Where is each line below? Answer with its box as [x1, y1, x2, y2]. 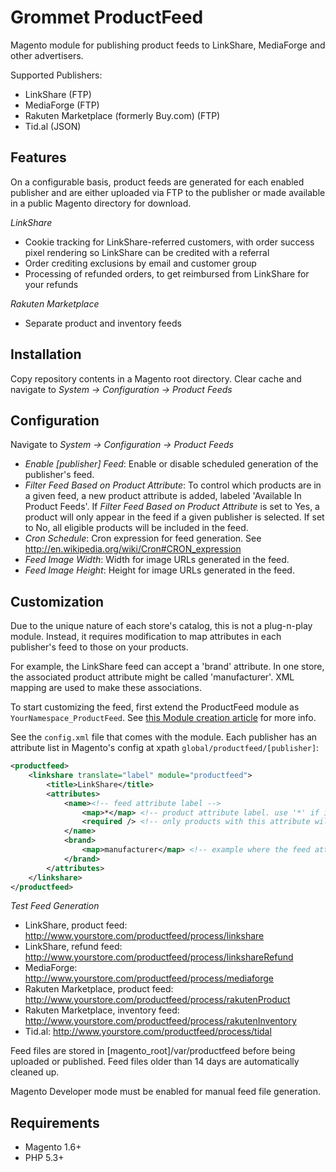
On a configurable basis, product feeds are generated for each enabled [10, 176, 305, 188]
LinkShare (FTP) [24, 88, 92, 100]
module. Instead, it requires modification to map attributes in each [10, 631, 282, 643]
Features [10, 149, 67, 166]
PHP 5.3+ [24, 1152, 65, 1164]
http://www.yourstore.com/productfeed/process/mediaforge [24, 972, 274, 985]
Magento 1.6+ [24, 1141, 82, 1153]
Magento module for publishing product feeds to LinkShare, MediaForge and [10, 39, 326, 51]
